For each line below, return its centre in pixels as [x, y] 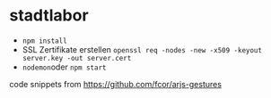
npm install [44, 41]
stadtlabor [49, 16]
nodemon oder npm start [64, 67]
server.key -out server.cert [77, 58]
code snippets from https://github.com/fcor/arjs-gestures [116, 84]
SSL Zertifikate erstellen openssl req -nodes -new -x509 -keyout [142, 49]
